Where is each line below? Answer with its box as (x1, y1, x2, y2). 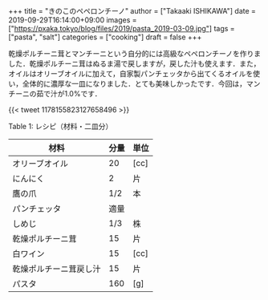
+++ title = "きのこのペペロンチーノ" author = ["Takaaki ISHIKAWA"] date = (8, 6, 257, 15)
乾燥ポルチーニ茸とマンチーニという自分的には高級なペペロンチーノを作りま (8, 49, 262, 58)
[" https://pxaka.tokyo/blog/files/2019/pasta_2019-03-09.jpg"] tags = (8, 24, 235, 33)
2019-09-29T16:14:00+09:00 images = (8, 15, 138, 25)
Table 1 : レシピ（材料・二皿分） (8, 122, 113, 131)
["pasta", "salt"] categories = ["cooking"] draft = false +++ (8, 32, 202, 42)
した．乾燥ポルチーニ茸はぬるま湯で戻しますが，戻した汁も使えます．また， (8, 59, 261, 68)
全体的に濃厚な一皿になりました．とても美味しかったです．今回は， (22, 79, 247, 88)
